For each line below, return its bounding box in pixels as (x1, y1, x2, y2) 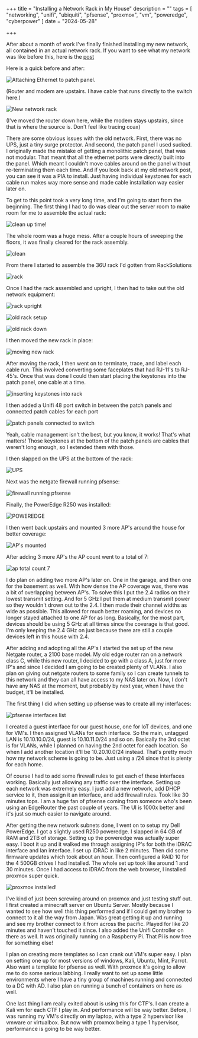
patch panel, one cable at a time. (6, 379, 86, 386)
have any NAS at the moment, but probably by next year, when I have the (6, 682, 184, 689)
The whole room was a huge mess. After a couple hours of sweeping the (6, 233, 183, 239)
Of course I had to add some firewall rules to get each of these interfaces (6, 772, 185, 779)
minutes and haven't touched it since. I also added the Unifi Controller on (6, 926, 184, 934)
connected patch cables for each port (6, 408, 99, 415)
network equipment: (6, 291, 56, 298)
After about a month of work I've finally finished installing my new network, (6, 41, 189, 47)
